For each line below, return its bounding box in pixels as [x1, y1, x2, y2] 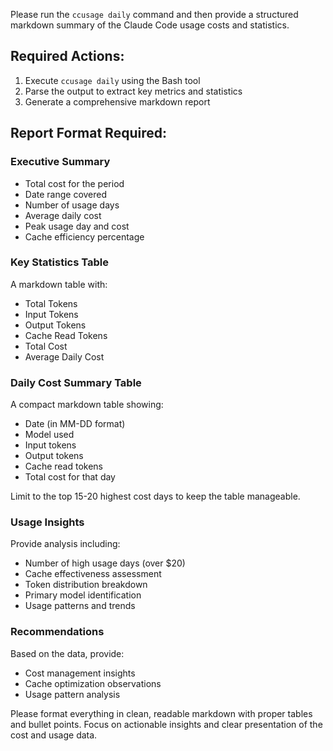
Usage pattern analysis [24, 688, 121, 700]
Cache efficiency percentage [24, 230, 145, 243]
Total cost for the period [24, 177, 125, 189]
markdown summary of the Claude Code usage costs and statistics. [10, 19, 290, 31]
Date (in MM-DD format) [24, 418, 126, 430]
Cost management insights [24, 667, 136, 679]
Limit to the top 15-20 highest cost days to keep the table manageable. [10, 490, 301, 503]
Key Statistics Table [10, 255, 109, 269]
